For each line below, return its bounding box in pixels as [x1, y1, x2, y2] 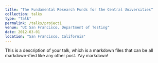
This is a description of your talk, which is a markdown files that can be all [5, 47, 153, 53]
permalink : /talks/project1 [5, 20, 62, 26]
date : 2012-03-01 [5, 30, 40, 34]
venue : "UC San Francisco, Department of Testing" [5, 25, 110, 30]
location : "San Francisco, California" [5, 34, 86, 39]
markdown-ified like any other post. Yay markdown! [5, 52, 108, 58]
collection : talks [5, 12, 42, 16]
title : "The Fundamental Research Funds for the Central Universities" [5, 7, 153, 12]
